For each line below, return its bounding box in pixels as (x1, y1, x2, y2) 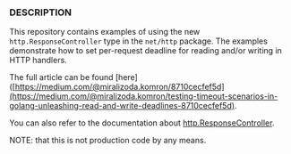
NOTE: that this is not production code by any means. (9, 135, 207, 146)
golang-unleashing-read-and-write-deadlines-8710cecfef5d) (9, 101, 235, 111)
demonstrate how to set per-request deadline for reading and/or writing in (9, 45, 282, 56)
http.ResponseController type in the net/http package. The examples (9, 36, 269, 46)
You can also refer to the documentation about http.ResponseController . (9, 118, 275, 128)
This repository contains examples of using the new (9, 27, 201, 37)
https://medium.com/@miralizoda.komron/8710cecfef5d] (14, 82, 226, 93)
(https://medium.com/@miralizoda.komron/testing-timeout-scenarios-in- (9, 91, 278, 101)
